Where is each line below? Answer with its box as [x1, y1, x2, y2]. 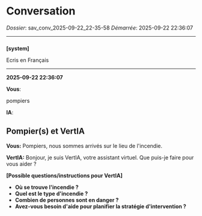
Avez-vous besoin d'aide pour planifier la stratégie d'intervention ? [14, 203, 186, 210]
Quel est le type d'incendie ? [14, 190, 88, 197]
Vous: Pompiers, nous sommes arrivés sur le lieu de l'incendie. [6, 142, 162, 149]
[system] [6, 45, 29, 52]
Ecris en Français [6, 56, 49, 64]
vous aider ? [6, 160, 37, 167]
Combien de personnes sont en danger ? [14, 196, 119, 203]
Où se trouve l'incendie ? [14, 184, 79, 191]
